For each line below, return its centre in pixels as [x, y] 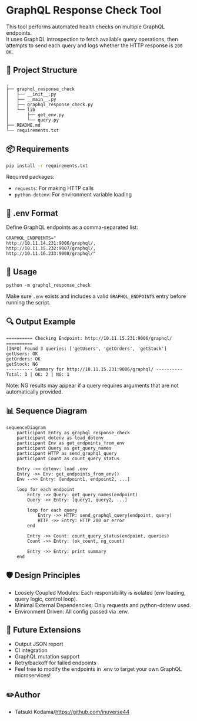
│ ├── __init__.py [31, 94]
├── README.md [24, 125]
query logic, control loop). [46, 599]
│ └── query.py [33, 120]
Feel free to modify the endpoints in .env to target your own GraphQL [98, 669]
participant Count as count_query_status [68, 458]
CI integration [31, 650]
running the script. [29, 303]
